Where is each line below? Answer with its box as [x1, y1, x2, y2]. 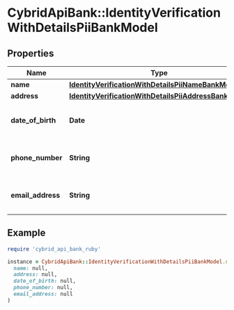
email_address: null [13, 290, 73, 297]
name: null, [13, 265, 49, 272]
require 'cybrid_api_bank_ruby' [7, 245, 101, 252]
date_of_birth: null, [13, 277, 77, 285]
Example [7, 227, 46, 239]
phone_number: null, [13, 284, 73, 291]
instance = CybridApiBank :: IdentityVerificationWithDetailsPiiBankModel [7, 258, 223, 265]
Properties [7, 47, 54, 59]
